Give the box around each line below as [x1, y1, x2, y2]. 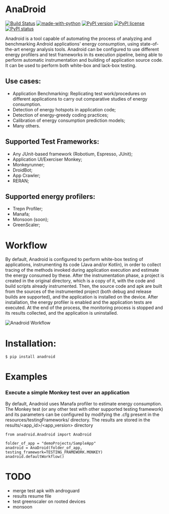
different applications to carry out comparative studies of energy [12, 96, 148, 102]
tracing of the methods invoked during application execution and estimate [5, 267, 159, 273]
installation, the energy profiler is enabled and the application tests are [5, 299, 152, 306]
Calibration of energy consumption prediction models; [12, 117, 125, 123]
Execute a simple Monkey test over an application [5, 389, 130, 396]
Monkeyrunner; [12, 161, 45, 167]
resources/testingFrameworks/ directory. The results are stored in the [5, 416, 150, 423]
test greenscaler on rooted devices [12, 498, 86, 504]
